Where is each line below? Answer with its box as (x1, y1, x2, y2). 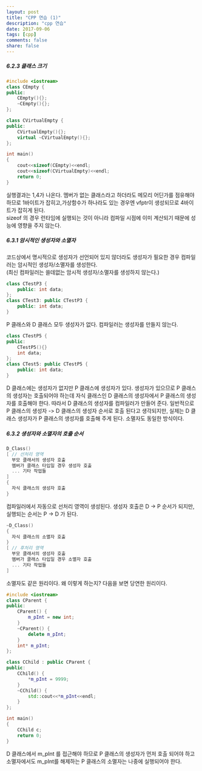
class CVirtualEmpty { (6, 118, 64, 124)
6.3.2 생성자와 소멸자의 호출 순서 (6, 430, 84, 437)
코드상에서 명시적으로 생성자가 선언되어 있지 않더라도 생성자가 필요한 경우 (6, 253, 180, 261)
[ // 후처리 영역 (6, 545, 44, 551)
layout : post (6, 9, 39, 15)
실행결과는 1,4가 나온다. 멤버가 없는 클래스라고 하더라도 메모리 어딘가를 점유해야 (6, 191, 195, 199)
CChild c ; (17, 727, 42, 733)
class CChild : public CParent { (6, 659, 91, 666)
